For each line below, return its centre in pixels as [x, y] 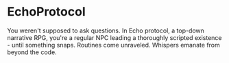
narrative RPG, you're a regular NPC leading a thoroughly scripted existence [114, 37]
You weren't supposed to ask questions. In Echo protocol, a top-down [106, 30]
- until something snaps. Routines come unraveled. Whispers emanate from [114, 45]
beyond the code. [32, 52]
